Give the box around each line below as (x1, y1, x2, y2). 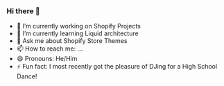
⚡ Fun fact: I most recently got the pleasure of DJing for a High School (16, 62, 218, 71)
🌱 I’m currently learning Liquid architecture (16, 29, 139, 37)
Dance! (16, 72, 37, 80)
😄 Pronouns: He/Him (16, 55, 78, 63)
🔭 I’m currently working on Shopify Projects (16, 22, 141, 31)
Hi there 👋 (6, 6, 41, 16)
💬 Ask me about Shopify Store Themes (16, 37, 128, 45)
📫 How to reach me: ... (16, 44, 83, 53)
